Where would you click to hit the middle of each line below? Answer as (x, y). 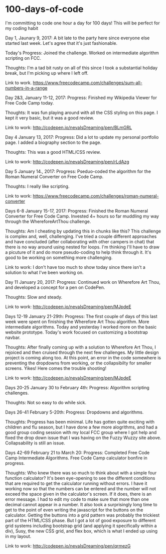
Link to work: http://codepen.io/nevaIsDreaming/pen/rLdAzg (67, 162)
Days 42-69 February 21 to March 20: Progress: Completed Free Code (78, 452)
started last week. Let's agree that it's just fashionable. (61, 43)
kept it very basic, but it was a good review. (50, 117)
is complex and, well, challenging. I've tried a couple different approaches (81, 236)
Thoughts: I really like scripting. (37, 186)
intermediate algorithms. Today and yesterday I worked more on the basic (81, 327)
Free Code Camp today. (29, 103)
